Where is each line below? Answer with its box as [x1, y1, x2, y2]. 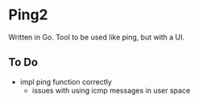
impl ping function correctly [19, 76, 113, 86]
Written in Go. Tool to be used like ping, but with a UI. [8, 32, 185, 42]
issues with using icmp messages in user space [31, 85, 191, 95]
